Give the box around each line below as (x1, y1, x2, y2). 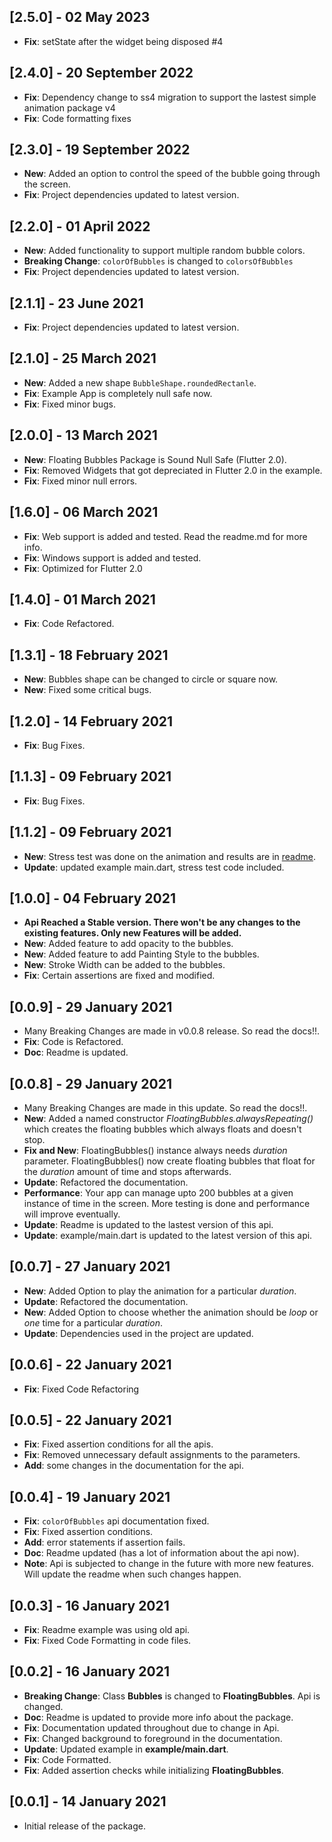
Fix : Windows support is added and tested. (23, 551, 202, 564)
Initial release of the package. (23, 1820, 146, 1832)
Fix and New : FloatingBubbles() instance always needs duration (23, 1145, 288, 1156)
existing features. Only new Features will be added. (23, 927, 242, 939)
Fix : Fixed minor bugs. (23, 398, 116, 410)
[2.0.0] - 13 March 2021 (9, 427, 158, 444)
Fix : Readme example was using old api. (23, 1624, 191, 1636)
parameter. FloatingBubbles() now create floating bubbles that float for (23, 1155, 316, 1167)
